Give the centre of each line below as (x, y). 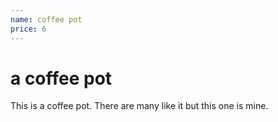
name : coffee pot (46, 19)
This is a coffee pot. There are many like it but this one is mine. (139, 106)
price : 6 (28, 29)
